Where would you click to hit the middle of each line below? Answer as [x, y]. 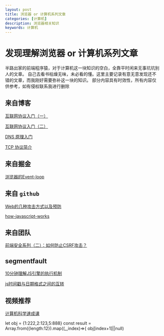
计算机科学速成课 [22, 313]
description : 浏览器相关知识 [32, 23]
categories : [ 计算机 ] [26, 19]
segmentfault [26, 261]
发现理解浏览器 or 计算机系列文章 [71, 54]
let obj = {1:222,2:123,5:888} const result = [48, 323]
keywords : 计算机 [22, 28]
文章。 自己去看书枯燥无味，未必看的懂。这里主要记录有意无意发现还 [83, 74]
